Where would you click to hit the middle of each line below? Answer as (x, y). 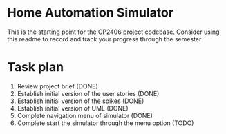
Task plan (36, 67)
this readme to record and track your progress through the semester (104, 39)
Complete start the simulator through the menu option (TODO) (105, 123)
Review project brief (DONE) (57, 86)
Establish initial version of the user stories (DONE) (88, 93)
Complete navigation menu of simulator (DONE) (85, 115)
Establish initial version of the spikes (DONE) (81, 101)
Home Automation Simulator (91, 13)
